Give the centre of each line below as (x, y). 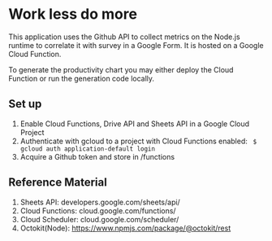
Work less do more (73, 14)
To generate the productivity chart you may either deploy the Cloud (121, 69)
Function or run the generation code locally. (82, 78)
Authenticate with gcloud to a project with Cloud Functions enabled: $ (138, 141)
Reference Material (58, 183)
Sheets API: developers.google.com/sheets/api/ (100, 202)
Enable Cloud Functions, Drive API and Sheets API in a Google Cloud (135, 124)
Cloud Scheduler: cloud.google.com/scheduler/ (99, 219)
